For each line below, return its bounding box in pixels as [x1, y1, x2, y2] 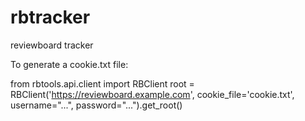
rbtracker [10, 6, 91, 29]
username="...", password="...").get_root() [10, 99, 183, 111]
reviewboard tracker [10, 39, 94, 51]
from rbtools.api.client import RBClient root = [10, 77, 195, 90]
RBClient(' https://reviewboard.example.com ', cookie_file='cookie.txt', [10, 88, 295, 100]
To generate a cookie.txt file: [10, 58, 129, 70]
